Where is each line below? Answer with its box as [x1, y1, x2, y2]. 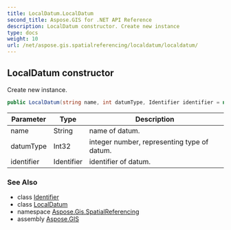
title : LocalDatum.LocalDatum [7, 10, 94, 17]
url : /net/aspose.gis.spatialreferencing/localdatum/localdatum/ [7, 42, 198, 49]
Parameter [11, 114, 47, 124]
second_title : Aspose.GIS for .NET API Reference [7, 16, 153, 23]
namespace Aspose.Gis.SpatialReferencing [16, 207, 140, 216]
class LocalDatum [16, 200, 68, 208]
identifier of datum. [89, 157, 151, 166]
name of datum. [89, 126, 140, 135]
